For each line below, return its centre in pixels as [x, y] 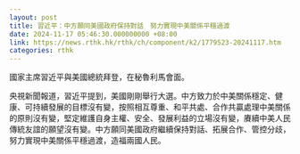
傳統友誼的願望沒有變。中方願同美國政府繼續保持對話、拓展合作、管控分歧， [150, 129]
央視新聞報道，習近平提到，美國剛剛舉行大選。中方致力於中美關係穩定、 [142, 96]
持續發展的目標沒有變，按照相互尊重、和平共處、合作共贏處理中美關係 [162, 107]
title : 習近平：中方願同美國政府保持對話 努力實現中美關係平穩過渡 [120, 26]
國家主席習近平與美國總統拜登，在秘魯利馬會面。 [99, 77]
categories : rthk [42, 51]
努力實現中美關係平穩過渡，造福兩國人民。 [87, 141]
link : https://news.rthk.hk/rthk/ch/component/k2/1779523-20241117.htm [145, 42]
